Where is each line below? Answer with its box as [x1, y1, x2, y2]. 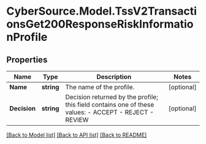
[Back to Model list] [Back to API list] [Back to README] [6, 131, 147, 139]
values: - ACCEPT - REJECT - [65, 108, 154, 117]
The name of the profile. [65, 83, 135, 91]
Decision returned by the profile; [65, 93, 158, 101]
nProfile [6, 31, 48, 44]
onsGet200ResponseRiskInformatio [6, 17, 194, 31]
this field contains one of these [65, 101, 154, 109]
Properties [6, 54, 48, 65]
